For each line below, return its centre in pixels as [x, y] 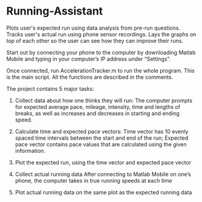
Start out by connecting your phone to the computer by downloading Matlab [101, 52]
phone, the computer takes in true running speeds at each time [93, 180]
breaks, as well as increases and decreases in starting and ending [97, 113]
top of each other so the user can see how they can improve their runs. [95, 41]
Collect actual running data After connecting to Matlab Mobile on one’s [103, 174]
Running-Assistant [55, 11]
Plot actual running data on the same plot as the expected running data [103, 192]
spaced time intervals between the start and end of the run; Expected [102, 138]
